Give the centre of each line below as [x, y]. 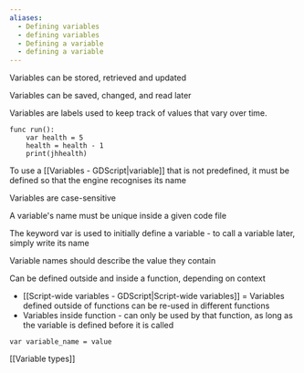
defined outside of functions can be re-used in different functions [146, 306]
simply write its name [49, 243]
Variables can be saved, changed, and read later [100, 96]
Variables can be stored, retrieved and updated [98, 78]
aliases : [26, 18]
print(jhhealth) [57, 154]
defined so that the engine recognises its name [98, 181]
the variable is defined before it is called [98, 326]
